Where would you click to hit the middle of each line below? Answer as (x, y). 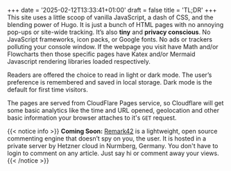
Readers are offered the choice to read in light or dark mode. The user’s (110, 75)
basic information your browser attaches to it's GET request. (92, 118)
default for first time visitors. (48, 90)
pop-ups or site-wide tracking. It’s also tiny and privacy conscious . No (109, 32)
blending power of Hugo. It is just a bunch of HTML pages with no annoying (115, 25)
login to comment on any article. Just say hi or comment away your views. (113, 153)
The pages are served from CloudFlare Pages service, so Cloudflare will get (115, 103)
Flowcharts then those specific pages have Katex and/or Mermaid (101, 54)
